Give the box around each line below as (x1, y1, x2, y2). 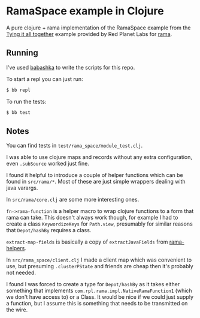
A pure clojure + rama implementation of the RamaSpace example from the (6, 24, 191, 31)
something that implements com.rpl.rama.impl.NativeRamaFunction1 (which (6, 287, 193, 295)
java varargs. (6, 184, 38, 191)
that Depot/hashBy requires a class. (6, 227, 92, 234)
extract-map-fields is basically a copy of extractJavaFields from (6, 238, 168, 245)
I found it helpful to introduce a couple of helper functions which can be (6, 172, 184, 179)
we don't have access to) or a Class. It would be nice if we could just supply (6, 293, 193, 301)
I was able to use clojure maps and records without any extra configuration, (6, 154, 193, 161)
